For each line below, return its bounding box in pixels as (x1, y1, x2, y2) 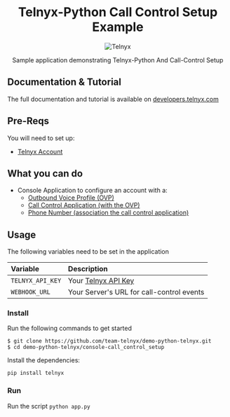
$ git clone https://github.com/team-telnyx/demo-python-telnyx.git (7, 338, 212, 345)
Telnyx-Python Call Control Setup (18, 4, 218, 20)
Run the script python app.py (7, 402, 90, 410)
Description (67, 264, 109, 274)
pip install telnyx (7, 369, 65, 377)
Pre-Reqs (7, 115, 50, 127)
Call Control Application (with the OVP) (27, 201, 140, 210)
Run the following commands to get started (7, 324, 132, 333)
